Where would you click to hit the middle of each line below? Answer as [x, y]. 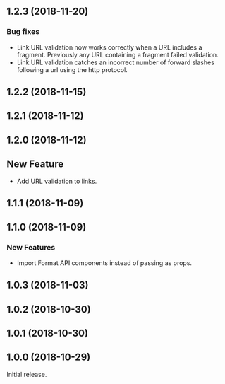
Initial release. [27, 374]
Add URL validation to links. [57, 181]
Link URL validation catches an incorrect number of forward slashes [115, 62]
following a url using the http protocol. [72, 69]
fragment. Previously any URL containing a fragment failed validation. [118, 54]
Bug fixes [23, 32]
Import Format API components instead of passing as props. [104, 263]
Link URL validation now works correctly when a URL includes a [109, 47]
